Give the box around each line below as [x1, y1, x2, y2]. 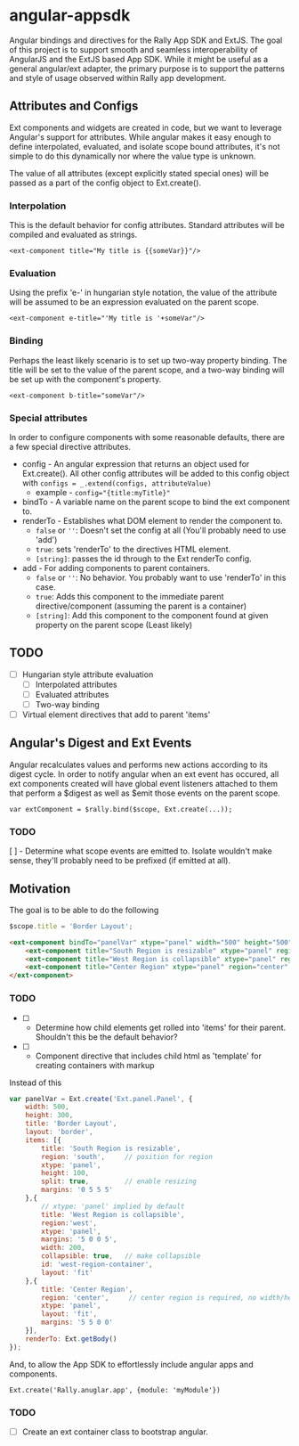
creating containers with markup [35, 1059, 155, 1070]
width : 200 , [41, 1244, 86, 1253]
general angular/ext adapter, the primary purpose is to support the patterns [9, 63, 285, 74]
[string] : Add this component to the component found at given [35, 609, 269, 620]
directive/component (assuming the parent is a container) [35, 600, 247, 611]
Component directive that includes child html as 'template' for [35, 1050, 263, 1061]
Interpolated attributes [35, 679, 117, 690]
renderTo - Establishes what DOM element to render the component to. [21, 515, 283, 526]
